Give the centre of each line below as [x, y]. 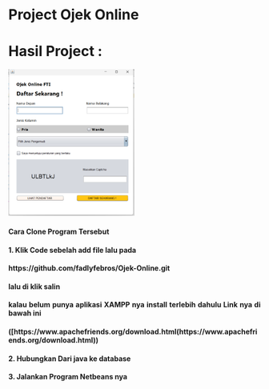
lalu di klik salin [34, 287]
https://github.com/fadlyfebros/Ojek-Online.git [89, 268]
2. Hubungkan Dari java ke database [70, 359]
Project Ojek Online [74, 15]
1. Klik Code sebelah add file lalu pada [72, 250]
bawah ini [25, 313]
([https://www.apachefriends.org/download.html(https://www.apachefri [133, 331]
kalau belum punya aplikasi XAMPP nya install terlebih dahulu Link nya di [134, 305]
